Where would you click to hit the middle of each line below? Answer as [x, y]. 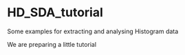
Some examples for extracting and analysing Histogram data [93, 31]
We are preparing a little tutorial [52, 44]
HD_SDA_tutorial [55, 13]
